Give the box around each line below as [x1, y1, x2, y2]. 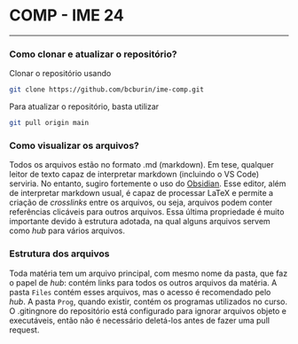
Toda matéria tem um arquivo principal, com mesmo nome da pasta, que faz [9, 268, 288, 278]
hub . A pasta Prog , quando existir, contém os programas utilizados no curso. [9, 296, 288, 307]
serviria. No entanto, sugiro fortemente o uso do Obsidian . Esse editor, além [9, 178, 286, 189]
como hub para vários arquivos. [9, 225, 126, 236]
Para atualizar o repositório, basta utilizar [9, 101, 160, 112]
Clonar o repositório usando [9, 68, 112, 79]
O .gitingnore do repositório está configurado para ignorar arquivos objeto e [9, 305, 286, 316]
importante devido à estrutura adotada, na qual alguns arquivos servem [9, 216, 271, 227]
